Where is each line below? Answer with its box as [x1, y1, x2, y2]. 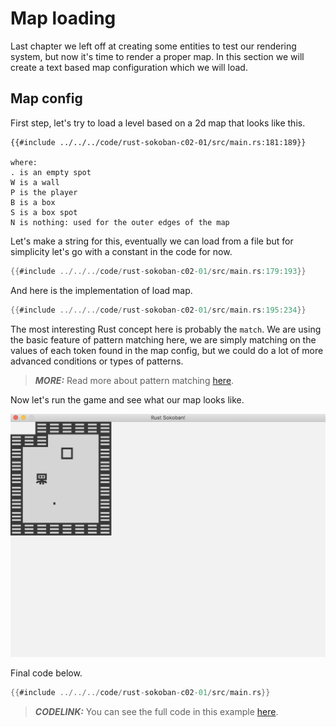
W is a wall [10, 177, 60, 187]
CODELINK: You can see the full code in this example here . [34, 706, 279, 718]
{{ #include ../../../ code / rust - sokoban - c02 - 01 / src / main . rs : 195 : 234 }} [10, 305, 307, 315]
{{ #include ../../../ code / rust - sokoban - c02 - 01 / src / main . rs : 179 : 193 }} [10, 266, 307, 276]
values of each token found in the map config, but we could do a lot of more [10, 344, 324, 356]
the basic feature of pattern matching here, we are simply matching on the [10, 333, 317, 346]
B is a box [10, 197, 56, 207]
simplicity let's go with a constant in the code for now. [10, 245, 233, 257]
